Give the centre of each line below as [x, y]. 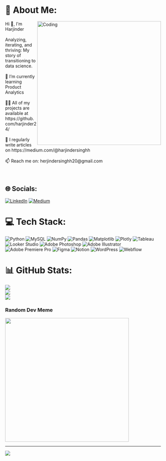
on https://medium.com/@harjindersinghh [48, 150]
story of [13, 55]
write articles [19, 145]
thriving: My [17, 50]
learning [14, 82]
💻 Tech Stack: [36, 222]
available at [17, 113]
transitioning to [21, 60]
